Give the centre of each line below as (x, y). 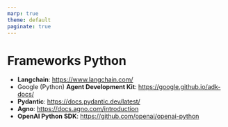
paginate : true (29, 26)
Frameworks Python (67, 60)
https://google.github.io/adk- (179, 87)
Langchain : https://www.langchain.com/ (75, 79)
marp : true (23, 13)
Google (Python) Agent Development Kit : (77, 87)
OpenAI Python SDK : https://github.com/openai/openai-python (108, 116)
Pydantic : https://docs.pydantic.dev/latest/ (79, 101)
